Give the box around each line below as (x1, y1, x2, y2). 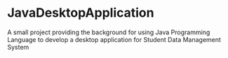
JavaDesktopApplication (7, 5, 154, 21)
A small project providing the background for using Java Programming (7, 28, 210, 36)
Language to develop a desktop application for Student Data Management (7, 35, 221, 43)
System (7, 43, 29, 51)
